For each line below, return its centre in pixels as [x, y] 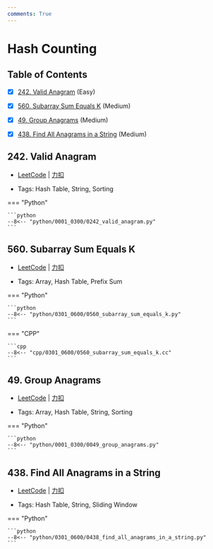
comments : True [30, 14]
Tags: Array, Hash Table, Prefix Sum [70, 281]
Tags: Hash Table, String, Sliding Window [77, 505]
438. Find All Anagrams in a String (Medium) [82, 134]
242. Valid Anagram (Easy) [56, 92]
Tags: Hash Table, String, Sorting [66, 188]
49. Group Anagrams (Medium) [63, 120]
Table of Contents [48, 75]
